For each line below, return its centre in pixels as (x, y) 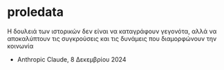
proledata (36, 12)
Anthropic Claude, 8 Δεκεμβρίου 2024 (72, 59)
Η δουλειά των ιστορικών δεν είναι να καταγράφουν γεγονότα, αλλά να (112, 31)
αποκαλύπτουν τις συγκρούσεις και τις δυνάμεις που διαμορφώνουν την (112, 38)
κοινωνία (20, 46)
